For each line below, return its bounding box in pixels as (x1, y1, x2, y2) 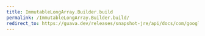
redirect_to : (6, 20, 40, 26)
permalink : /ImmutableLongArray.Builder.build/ (6, 15, 130, 21)
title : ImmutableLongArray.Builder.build (6, 9, 113, 15)
